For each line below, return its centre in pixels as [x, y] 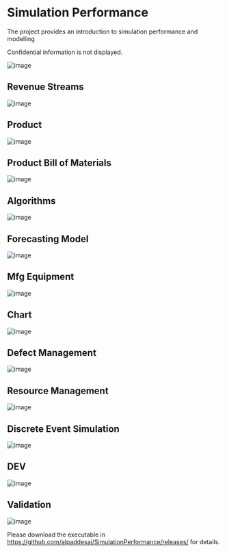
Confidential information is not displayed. [65, 52]
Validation [29, 505]
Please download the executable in [56, 535]
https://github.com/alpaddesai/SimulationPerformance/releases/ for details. [113, 541]
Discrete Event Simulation [63, 429]
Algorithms [31, 201]
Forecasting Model [48, 239]
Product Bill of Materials [59, 163]
